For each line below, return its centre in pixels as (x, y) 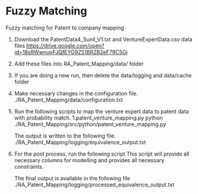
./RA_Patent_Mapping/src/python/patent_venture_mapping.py (90, 124)
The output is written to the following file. (65, 136)
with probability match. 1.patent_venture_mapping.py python (88, 118)
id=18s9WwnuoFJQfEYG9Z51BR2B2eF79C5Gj (71, 52)
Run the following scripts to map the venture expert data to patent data (101, 111)
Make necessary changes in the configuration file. (76, 93)
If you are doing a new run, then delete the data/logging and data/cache (103, 75)
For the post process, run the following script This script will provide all (102, 154)
